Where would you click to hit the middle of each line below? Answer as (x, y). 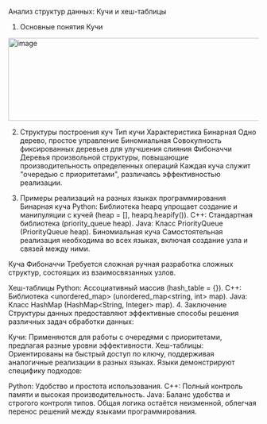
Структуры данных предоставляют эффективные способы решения (124, 313)
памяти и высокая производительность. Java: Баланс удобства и (119, 395)
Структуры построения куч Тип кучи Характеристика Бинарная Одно (138, 132)
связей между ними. (55, 249)
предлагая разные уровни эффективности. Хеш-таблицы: (106, 345)
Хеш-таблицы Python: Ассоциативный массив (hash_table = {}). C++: (125, 288)
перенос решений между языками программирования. (103, 411)
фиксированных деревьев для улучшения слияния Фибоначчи (126, 149)
